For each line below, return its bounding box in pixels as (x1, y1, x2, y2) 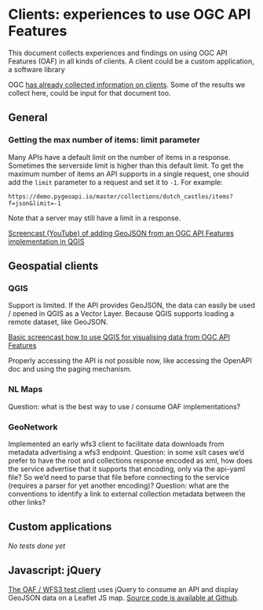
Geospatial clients (8, 260, 99, 273)
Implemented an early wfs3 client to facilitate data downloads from (8, 439, 225, 448)
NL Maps (8, 384, 43, 395)
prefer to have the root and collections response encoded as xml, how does (8, 456, 253, 465)
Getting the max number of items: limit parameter (8, 135, 200, 146)
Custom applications (8, 520, 112, 534)
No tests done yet (8, 541, 66, 550)
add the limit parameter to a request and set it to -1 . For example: (8, 177, 224, 187)
